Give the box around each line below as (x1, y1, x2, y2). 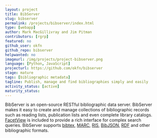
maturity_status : (5, 88, 40, 93)
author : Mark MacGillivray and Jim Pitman (5, 30, 92, 34)
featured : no (5, 39, 31, 44)
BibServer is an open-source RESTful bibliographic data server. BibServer (5, 102, 153, 107)
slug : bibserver (5, 16, 38, 21)
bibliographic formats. (5, 127, 49, 134)
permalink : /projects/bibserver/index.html (5, 20, 94, 26)
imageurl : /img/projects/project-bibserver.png (5, 57, 103, 62)
